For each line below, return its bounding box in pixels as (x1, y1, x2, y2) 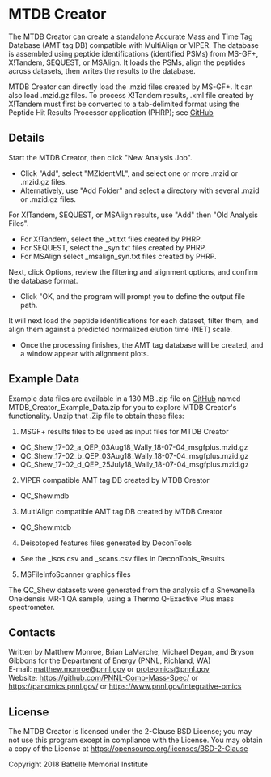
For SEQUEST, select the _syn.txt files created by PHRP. (19, 242, 207, 252)
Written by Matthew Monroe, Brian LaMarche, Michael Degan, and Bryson (8, 647, 255, 657)
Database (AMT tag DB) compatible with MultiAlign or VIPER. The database (8, 40, 259, 49)
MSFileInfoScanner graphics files (19, 569, 131, 579)
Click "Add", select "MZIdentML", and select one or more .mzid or (19, 168, 239, 178)
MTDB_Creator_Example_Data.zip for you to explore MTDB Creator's (8, 402, 237, 412)
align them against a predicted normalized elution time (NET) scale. (8, 324, 233, 334)
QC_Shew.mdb (19, 491, 70, 501)
